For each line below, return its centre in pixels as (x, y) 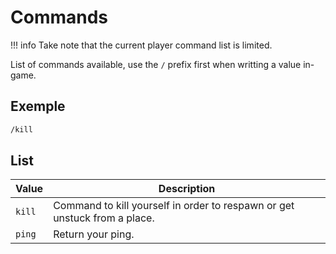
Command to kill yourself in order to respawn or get (174, 206)
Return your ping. (94, 234)
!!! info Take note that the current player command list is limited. (141, 45)
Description (187, 189)
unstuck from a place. (104, 218)
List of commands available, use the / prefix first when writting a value (156, 64)
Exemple (38, 106)
